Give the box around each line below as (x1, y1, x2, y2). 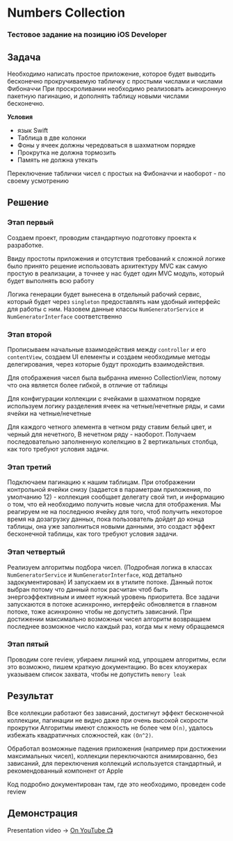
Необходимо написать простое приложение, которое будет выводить (7, 70, 216, 78)
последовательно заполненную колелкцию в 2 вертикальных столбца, (7, 437, 218, 446)
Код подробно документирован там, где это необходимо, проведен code (7, 780, 226, 788)
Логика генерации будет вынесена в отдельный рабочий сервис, (7, 290, 202, 298)
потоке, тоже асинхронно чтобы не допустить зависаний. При (7, 607, 193, 616)
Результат (7, 690, 54, 702)
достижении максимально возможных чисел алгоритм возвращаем (7, 614, 211, 623)
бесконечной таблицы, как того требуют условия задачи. (7, 530, 179, 538)
